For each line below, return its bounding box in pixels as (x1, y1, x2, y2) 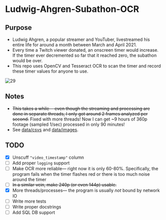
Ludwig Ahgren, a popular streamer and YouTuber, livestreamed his (12, 36, 150, 42)
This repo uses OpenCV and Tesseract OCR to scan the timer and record (12, 63, 161, 69)
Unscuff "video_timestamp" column (12, 154, 84, 160)
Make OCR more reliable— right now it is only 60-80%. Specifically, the (12, 165, 159, 171)
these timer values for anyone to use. (12, 68, 89, 74)
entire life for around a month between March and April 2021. (12, 42, 137, 48)
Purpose (5, 23, 32, 32)
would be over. (12, 58, 43, 63)
